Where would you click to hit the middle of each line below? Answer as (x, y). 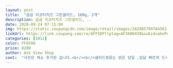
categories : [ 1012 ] (26, 39)
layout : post (19, 10)
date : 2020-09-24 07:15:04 (34, 24)
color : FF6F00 (21, 43)
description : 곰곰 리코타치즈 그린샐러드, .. (48, 19)
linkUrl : (15, 34)
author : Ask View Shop (30, 53)
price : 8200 (18, 48)
